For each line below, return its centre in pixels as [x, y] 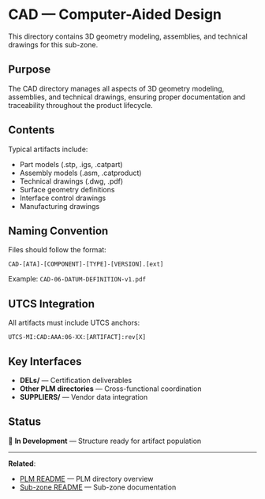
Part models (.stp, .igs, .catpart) [71, 164]
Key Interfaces [45, 361]
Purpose [30, 70]
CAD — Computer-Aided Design [115, 15]
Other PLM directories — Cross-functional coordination [110, 389]
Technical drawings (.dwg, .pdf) [71, 181]
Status [25, 422]
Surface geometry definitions [67, 189]
